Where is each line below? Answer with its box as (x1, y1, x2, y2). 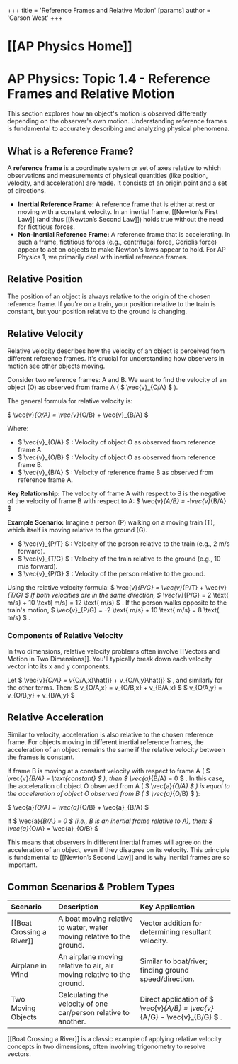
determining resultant (140, 927, 212, 937)
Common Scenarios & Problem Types (7, 881, 175, 893)
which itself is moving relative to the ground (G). (7, 525, 148, 534)
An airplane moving (58, 952, 123, 962)
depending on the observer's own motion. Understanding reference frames (7, 117, 227, 125)
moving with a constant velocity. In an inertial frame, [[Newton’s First (17, 207, 218, 215)
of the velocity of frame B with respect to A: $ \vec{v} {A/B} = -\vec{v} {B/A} (7, 496, 227, 505)
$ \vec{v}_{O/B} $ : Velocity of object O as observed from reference (17, 453, 216, 461)
